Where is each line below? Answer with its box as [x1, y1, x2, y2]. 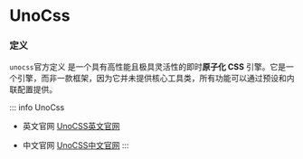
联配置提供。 [9, 84, 57, 95]
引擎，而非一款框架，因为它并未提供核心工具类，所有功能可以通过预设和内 [16, 73, 295, 84]
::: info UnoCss [9, 102, 65, 113]
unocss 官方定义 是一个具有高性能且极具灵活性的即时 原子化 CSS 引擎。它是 [9, 61, 287, 72]
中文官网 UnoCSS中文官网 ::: [22, 140, 129, 151]
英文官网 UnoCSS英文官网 [22, 121, 120, 132]
